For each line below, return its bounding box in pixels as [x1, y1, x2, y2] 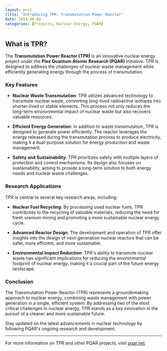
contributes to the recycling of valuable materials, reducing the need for [12, 209, 160, 215]
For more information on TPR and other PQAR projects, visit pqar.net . [5, 340, 147, 346]
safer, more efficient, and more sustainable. [12, 240, 102, 246]
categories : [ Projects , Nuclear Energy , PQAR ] [5, 21, 103, 26]
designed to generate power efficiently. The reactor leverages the [12, 129, 148, 135]
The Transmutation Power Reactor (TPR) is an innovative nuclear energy [5, 53, 156, 59]
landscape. [12, 266, 36, 272]
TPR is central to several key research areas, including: [5, 194, 118, 200]
